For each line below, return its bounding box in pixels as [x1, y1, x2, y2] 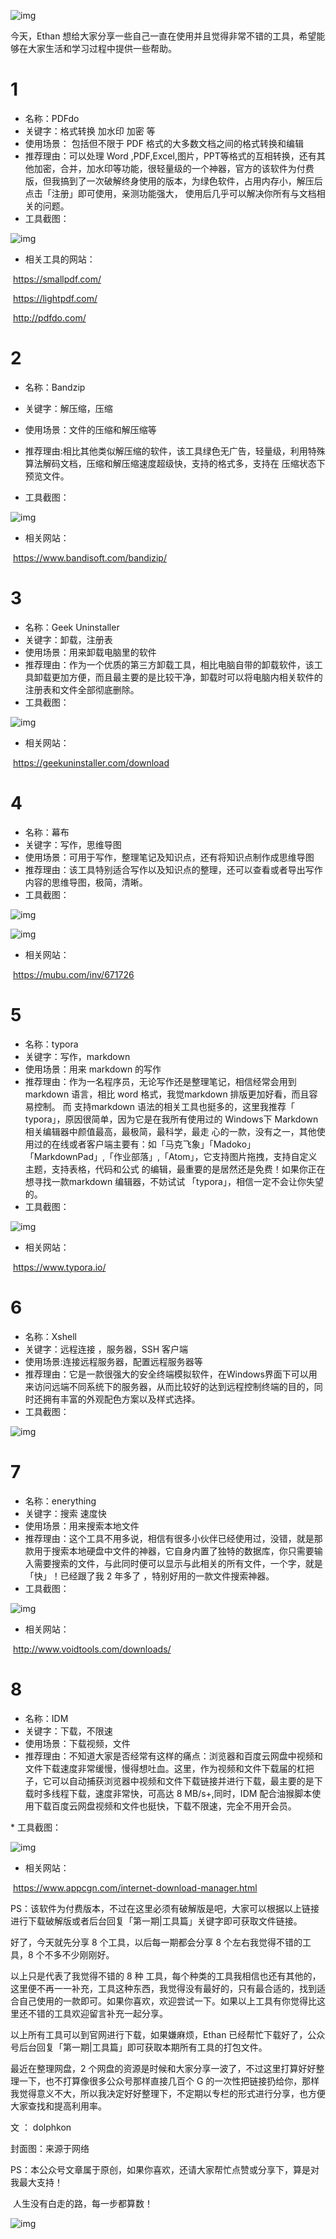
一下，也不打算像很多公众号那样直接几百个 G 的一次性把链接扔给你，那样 [18, 2075, 320, 2087]
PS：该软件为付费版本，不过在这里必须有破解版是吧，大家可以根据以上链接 [10, 1902, 320, 1914]
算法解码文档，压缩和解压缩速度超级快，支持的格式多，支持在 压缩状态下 [24, 457, 326, 469]
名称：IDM [24, 1712, 69, 1724]
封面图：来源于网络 [10, 2142, 90, 2154]
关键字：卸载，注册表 [24, 633, 113, 645]
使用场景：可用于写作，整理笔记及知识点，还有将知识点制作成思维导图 [24, 851, 315, 863]
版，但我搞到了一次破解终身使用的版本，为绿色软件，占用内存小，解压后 [24, 175, 323, 187]
